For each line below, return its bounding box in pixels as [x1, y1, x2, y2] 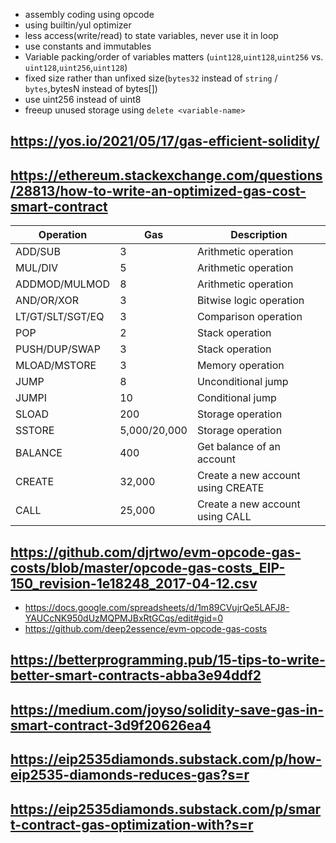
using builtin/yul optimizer [24, 19, 132, 31]
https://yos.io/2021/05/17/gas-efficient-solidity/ [10, 133, 320, 150]
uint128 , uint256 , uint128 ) [24, 62, 128, 73]
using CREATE [196, 481, 265, 495]
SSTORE [15, 424, 55, 438]
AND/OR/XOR [15, 294, 79, 308]
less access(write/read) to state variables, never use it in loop [24, 30, 279, 41]
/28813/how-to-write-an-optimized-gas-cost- [10, 182, 307, 199]
